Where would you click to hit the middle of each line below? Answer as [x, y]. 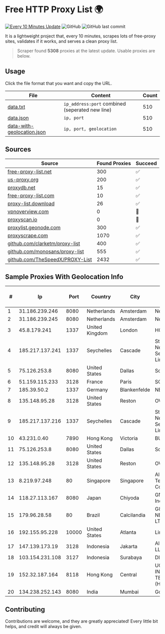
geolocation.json [27, 132]
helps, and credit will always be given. [43, 627]
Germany [97, 390]
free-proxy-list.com [31, 196]
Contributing [25, 609]
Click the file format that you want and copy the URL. [58, 83]
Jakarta [129, 547]
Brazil [93, 515]
